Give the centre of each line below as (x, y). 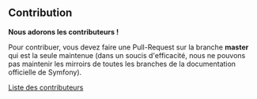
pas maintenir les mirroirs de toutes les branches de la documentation (122, 64)
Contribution (40, 13)
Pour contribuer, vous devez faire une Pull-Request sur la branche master (128, 47)
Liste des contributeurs (46, 87)
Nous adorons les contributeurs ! (64, 31)
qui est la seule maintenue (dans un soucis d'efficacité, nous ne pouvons (127, 55)
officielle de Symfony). (45, 72)
